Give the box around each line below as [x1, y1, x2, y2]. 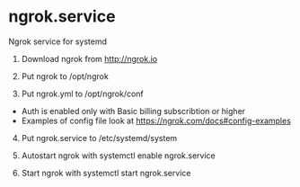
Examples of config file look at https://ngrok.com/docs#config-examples [21, 115, 291, 126]
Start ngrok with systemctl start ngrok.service [21, 167, 191, 178]
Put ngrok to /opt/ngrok [21, 70, 109, 82]
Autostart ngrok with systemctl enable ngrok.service [21, 150, 216, 161]
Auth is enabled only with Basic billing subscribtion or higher [21, 105, 246, 116]
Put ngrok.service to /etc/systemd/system [21, 132, 178, 143]
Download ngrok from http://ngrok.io [21, 53, 158, 64]
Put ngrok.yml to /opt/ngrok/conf [21, 88, 145, 99]
